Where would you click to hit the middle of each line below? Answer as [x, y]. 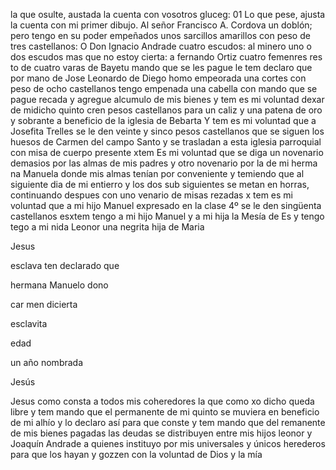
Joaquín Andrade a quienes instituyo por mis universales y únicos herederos [168, 443]
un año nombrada [47, 362]
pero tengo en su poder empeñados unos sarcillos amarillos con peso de [160, 35]
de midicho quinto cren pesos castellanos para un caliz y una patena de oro [166, 110]
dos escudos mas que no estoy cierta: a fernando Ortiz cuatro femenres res [166, 57]
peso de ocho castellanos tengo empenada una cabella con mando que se [164, 88]
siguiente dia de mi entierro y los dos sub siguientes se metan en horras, [160, 184]
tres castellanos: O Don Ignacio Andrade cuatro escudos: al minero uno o [161, 46]
